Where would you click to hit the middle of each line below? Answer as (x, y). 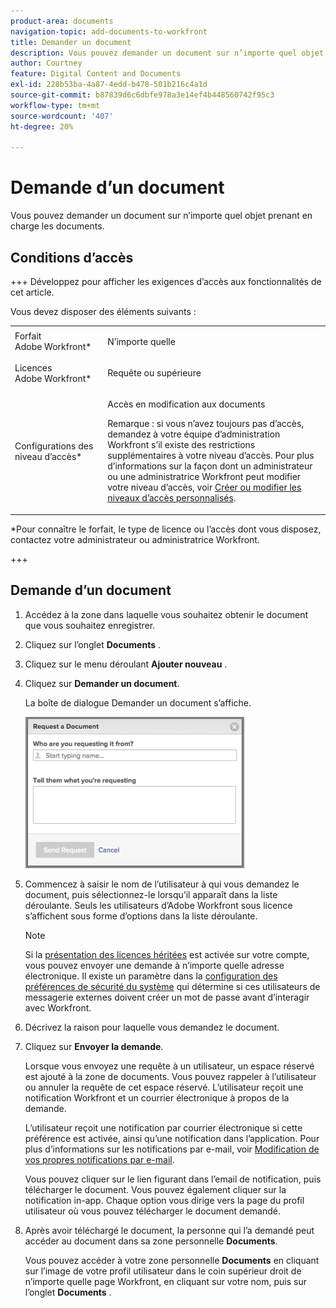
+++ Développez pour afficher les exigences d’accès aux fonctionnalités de (166, 281)
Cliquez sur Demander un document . (102, 683)
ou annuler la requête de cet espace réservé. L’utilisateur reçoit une (164, 1087)
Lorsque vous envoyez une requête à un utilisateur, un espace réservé (169, 1066)
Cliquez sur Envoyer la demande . (94, 1046)
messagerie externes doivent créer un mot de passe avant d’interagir (167, 997)
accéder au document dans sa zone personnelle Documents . (151, 1241)
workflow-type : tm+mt (55, 105)
